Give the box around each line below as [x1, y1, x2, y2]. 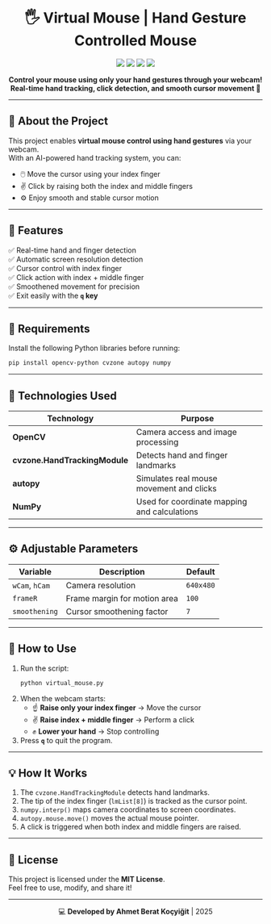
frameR [12, 593, 38, 603]
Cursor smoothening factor [65, 605, 169, 617]
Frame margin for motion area [65, 592, 179, 604]
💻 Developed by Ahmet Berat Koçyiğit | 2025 [57, 907, 214, 917]
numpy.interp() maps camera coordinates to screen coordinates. [19, 805, 236, 814]
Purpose [181, 413, 215, 424]
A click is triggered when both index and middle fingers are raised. [19, 822, 242, 832]
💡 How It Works [8, 766, 88, 780]
